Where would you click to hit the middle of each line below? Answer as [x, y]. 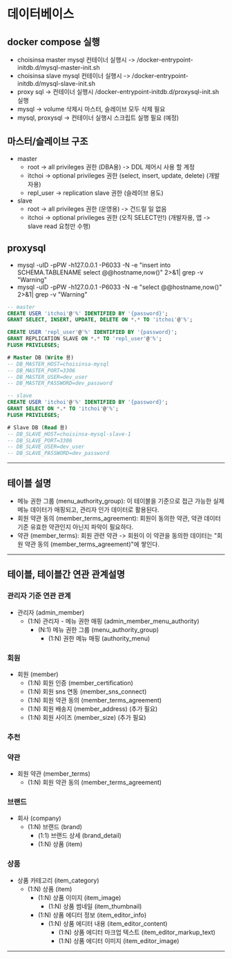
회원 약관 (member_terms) [54, 774]
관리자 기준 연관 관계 [39, 596]
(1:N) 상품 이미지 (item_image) [79, 897]
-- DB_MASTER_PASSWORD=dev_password [60, 383]
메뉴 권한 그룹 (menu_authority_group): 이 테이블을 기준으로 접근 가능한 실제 [120, 501]
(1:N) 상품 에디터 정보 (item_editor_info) [92, 915]
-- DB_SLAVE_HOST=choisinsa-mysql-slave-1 [69, 434]
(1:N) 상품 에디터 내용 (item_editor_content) [108, 923]
